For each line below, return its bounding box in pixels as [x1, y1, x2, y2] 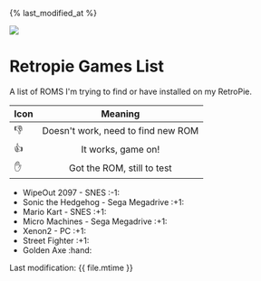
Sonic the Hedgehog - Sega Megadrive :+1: [22, 196, 185, 207]
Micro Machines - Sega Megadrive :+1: [22, 216, 168, 227]
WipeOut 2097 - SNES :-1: [22, 187, 121, 198]
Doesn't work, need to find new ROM [42, 125, 199, 137]
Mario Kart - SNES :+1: [22, 206, 107, 217]
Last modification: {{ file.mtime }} [9, 262, 134, 273]
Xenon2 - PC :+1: [22, 225, 87, 236]
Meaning [101, 108, 140, 120]
